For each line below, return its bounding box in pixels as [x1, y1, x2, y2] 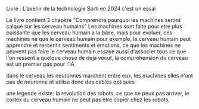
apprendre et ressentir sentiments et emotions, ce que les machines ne [6, 41, 181, 49]
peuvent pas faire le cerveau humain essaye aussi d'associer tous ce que [6, 48, 186, 55]
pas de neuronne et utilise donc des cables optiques [6, 78, 135, 85]
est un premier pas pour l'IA [6, 60, 74, 68]
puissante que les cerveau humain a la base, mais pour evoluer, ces [6, 29, 173, 36]
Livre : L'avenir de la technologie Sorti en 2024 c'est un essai [6, 5, 156, 12]
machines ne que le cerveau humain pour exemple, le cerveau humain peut [6, 36, 191, 42]
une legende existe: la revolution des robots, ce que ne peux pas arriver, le [6, 90, 189, 97]
